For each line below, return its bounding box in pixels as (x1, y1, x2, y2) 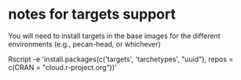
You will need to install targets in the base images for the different (8, 31, 221, 40)
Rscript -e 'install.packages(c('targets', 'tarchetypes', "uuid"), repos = (8, 54, 234, 64)
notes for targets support (8, 5, 177, 23)
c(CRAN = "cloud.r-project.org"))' (8, 62, 117, 71)
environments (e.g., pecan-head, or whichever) (8, 39, 161, 48)
